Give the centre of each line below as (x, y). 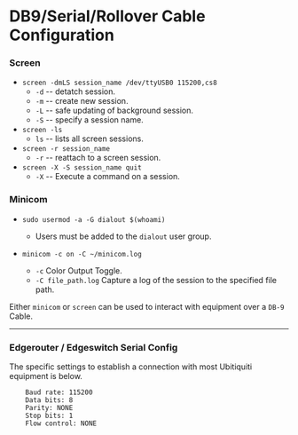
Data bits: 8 (49, 400)
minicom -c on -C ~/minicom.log (82, 254)
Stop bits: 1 (49, 416)
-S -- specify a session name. (89, 120)
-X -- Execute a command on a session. (107, 177)
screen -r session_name (66, 149)
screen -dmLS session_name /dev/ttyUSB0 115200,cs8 (119, 83)
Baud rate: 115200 (59, 392)
